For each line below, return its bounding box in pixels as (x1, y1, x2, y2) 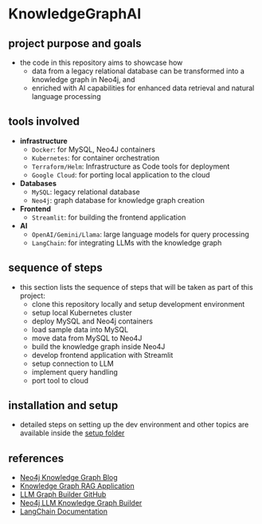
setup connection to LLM (31, 359, 114, 368)
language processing (31, 92, 101, 101)
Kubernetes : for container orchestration (31, 153, 160, 162)
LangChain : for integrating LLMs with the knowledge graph (31, 237, 222, 248)
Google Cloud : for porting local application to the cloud (31, 169, 210, 180)
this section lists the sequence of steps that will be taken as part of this (19, 282, 253, 292)
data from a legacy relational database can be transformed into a (31, 66, 245, 76)
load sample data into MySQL (31, 324, 129, 334)
